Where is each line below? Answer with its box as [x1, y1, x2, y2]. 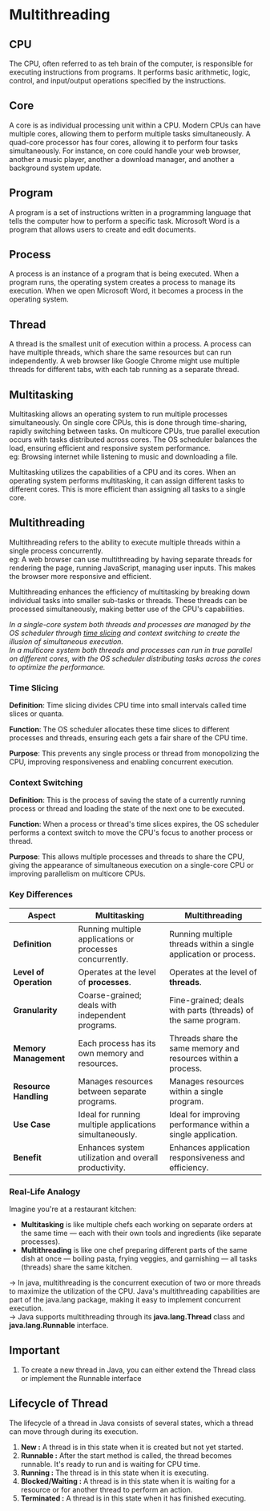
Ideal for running [78, 1108, 141, 1120]
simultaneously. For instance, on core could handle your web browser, [9, 146, 241, 156]
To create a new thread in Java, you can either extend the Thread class [20, 1365, 256, 1375]
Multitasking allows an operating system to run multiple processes [9, 409, 228, 419]
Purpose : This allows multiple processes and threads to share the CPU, [9, 852, 245, 861]
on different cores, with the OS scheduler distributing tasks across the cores [9, 654, 261, 663]
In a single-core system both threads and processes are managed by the [9, 619, 252, 629]
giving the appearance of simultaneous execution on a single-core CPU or [9, 861, 254, 870]
